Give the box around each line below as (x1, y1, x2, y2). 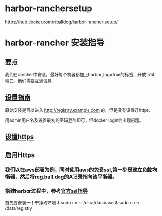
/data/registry (5, 205, 32, 211)
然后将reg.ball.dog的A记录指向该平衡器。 (20, 173, 118, 180)
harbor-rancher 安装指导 (5, 37, 105, 48)
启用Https (5, 151, 35, 159)
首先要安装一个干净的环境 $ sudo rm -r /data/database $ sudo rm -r (5, 200, 140, 205)
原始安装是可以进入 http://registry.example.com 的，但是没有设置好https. (5, 107, 150, 113)
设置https (5, 133, 34, 141)
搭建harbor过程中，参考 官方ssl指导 (5, 188, 88, 195)
